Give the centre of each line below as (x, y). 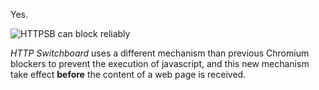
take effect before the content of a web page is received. (128, 74)
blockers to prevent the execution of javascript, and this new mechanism (160, 63)
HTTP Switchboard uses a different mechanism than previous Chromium (160, 53)
